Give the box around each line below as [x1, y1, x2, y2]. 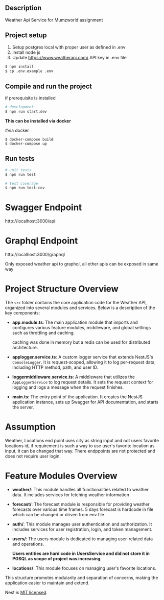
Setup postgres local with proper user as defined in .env [12, 44, 126, 50]
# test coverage [5, 181, 38, 186]
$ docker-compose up [5, 141, 47, 146]
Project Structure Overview [5, 284, 119, 294]
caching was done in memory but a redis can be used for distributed [12, 339, 151, 345]
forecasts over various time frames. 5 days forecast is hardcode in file [12, 506, 154, 512]
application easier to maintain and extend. [5, 580, 90, 586]
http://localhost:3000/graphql [5, 252, 65, 258]
